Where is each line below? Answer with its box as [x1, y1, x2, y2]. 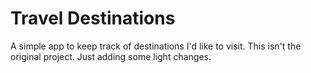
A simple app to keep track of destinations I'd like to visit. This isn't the [10, 40, 302, 52]
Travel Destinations [10, 7, 176, 30]
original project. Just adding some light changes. [10, 50, 212, 62]
